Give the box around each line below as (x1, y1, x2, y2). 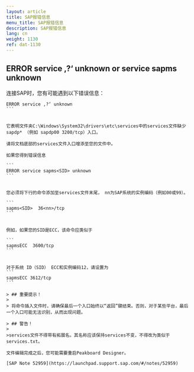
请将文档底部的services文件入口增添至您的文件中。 (6, 140, 116, 147)
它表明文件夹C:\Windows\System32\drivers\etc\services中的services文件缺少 (6, 123, 186, 129)
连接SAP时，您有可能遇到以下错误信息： (6, 89, 105, 97)
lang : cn (6, 31, 28, 37)
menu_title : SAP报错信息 (6, 20, 64, 25)
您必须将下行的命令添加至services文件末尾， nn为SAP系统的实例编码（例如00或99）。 (6, 190, 188, 195)
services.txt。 (6, 338, 43, 344)
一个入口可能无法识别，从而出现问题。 (6, 309, 86, 315)
